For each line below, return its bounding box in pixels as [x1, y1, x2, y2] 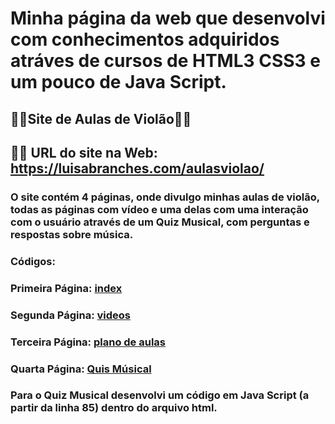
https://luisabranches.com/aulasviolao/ [10, 160, 265, 177]
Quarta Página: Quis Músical [10, 362, 152, 376]
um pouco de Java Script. [10, 71, 227, 94]
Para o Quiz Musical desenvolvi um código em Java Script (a [10, 388, 310, 402]
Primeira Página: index [10, 281, 123, 295]
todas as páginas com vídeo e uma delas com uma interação [10, 202, 309, 216]
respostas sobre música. [10, 227, 134, 241]
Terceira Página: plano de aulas [10, 335, 166, 349]
